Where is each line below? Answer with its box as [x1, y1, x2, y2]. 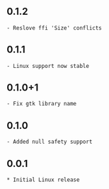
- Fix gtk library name [6, 101, 77, 108]
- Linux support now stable [6, 62, 90, 69]
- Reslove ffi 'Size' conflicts [6, 24, 102, 31]
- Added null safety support [6, 138, 93, 146]
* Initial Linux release [6, 176, 80, 183]
